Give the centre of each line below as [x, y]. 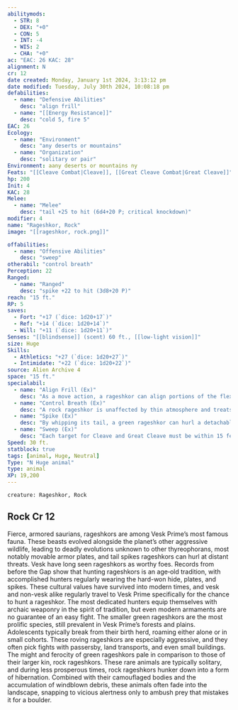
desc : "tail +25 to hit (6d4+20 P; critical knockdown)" [106, 212]
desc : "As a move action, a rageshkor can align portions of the [119, 396]
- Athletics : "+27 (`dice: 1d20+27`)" [71, 357]
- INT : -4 [28, 40]
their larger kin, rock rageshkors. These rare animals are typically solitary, [114, 662]
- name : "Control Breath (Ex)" [60, 403]
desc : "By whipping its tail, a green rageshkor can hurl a [110, 423]
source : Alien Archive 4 [44, 370]
